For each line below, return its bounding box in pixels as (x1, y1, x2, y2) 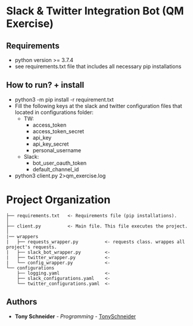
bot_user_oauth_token (32, 159, 87, 167)
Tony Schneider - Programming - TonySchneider (14, 312, 136, 320)
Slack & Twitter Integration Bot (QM (6, 4, 184, 18)
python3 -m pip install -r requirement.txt (14, 96, 114, 103)
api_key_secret (32, 140, 69, 147)
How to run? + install (6, 80, 85, 90)
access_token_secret (32, 127, 85, 135)
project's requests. (6, 244, 58, 250)
